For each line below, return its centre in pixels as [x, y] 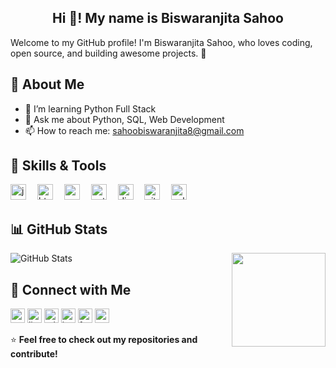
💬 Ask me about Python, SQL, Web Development [124, 119]
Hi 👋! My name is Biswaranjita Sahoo [168, 18]
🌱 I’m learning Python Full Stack [90, 108]
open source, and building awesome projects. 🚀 [108, 53]
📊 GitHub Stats [59, 229]
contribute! [34, 354]
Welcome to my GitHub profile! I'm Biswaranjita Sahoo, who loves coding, [161, 42]
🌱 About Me [47, 84]
